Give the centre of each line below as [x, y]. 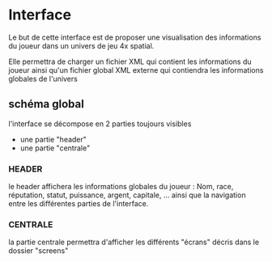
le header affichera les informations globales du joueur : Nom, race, [121, 187]
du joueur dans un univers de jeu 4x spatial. [81, 45]
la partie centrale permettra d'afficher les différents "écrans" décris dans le [134, 242]
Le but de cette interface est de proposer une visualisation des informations [135, 37]
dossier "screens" [38, 251]
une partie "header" [53, 139]
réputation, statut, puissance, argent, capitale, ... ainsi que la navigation [127, 195]
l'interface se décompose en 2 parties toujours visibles [100, 124]
